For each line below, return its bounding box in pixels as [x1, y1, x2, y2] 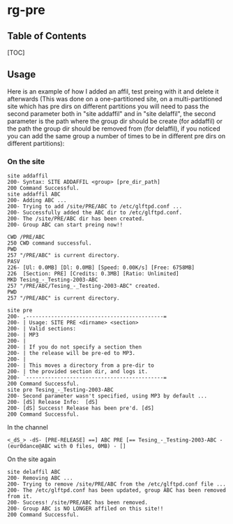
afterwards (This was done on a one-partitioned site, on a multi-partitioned [7, 94, 223, 103]
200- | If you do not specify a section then [7, 344, 142, 351]
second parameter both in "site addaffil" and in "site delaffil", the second [7, 109, 216, 117]
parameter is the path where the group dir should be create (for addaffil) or [7, 117, 223, 125]
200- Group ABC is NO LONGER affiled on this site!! [7, 505, 164, 512]
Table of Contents [7, 30, 87, 42]
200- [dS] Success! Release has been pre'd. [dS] [7, 405, 155, 412]
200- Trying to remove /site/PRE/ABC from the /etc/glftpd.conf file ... [7, 481, 227, 488]
